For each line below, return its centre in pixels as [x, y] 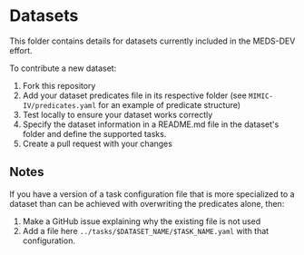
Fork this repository [59, 85]
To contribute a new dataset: [63, 68]
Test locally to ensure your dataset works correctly [118, 114]
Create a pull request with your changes [97, 143]
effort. [21, 50]
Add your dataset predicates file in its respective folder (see [134, 95]
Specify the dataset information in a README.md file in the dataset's [151, 124]
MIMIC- [261, 96]
